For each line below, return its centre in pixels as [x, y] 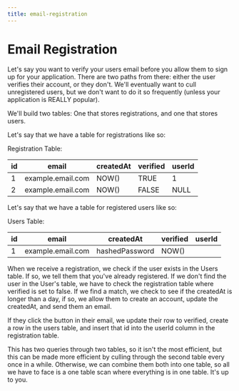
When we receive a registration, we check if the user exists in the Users [113, 268]
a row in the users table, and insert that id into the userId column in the [111, 327]
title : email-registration [47, 14]
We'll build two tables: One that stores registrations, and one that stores [113, 113]
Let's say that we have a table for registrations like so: [87, 134]
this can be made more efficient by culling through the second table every [116, 357]
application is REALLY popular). [54, 99]
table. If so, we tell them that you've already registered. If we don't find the [117, 276]
